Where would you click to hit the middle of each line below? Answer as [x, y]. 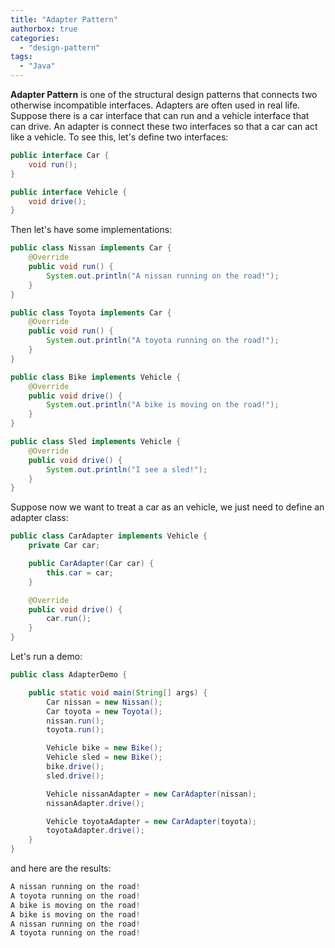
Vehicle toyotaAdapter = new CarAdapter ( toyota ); [151, 821]
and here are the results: [61, 868]
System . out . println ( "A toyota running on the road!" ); [163, 341]
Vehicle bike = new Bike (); [104, 748]
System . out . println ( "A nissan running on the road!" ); [163, 276]
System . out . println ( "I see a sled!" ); [127, 469]
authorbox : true [44, 29]
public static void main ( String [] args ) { [118, 692]
